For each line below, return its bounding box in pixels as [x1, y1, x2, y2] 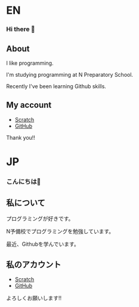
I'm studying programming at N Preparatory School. [6, 71, 133, 78]
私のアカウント [6, 260, 61, 270]
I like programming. [6, 59, 54, 67]
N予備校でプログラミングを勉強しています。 [6, 227, 115, 234]
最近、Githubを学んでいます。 [6, 240, 79, 248]
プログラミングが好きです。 [6, 215, 74, 222]
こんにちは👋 [6, 177, 41, 186]
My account [6, 100, 52, 110]
